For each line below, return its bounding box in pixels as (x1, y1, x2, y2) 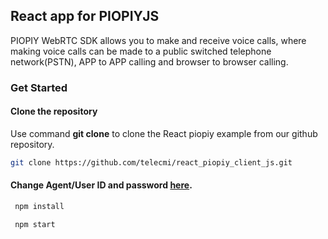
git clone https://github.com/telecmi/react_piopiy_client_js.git (10, 157, 293, 168)
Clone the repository (10, 105, 98, 118)
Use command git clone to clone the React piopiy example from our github (10, 127, 318, 139)
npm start (14, 219, 56, 229)
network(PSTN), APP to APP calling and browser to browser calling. (10, 55, 289, 68)
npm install (14, 202, 65, 212)
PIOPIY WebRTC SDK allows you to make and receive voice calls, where (10, 34, 307, 46)
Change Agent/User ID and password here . (10, 179, 193, 191)
